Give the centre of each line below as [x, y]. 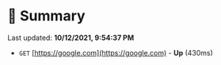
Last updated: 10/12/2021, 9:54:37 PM [71, 38]
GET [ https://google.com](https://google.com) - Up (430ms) [116, 52]
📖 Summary [46, 16]
